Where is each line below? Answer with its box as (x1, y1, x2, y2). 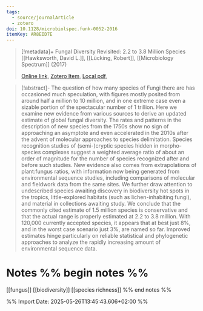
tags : (6, 8, 20, 15)
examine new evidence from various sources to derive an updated (21, 110, 187, 117)
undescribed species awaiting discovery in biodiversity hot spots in (21, 187, 190, 194)
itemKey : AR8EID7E (6, 31, 53, 38)
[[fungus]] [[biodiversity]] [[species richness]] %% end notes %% (6, 286, 171, 293)
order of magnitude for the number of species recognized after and (21, 155, 190, 162)
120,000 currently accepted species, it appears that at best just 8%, (21, 219, 191, 227)
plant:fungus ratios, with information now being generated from (21, 168, 180, 175)
